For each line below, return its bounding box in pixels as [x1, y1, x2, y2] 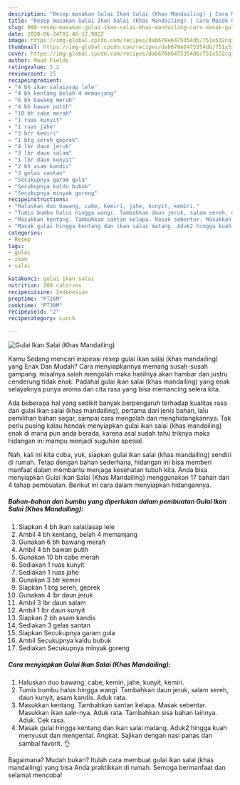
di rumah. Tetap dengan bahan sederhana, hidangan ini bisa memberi [8, 458, 212, 466]
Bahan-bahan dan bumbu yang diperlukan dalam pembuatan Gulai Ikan [8, 497, 227, 506]
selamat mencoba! [8, 771, 63, 779]
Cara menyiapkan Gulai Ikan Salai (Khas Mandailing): [8, 660, 172, 669]
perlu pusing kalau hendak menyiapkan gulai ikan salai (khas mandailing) [8, 421, 222, 430]
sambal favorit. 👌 [18, 739, 71, 747]
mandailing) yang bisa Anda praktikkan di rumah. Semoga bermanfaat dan [8, 763, 226, 771]
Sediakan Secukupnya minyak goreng [18, 643, 130, 652]
